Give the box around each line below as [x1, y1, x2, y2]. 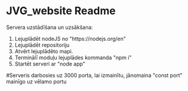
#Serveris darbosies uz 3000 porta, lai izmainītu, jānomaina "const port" [6, 71, 183, 79]
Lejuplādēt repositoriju [14, 41, 70, 48]
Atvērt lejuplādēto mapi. [14, 47, 73, 54]
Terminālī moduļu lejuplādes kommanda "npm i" [14, 54, 132, 61]
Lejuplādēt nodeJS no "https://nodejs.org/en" [14, 35, 126, 42]
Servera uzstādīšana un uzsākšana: [6, 24, 93, 31]
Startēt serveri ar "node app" [14, 60, 86, 67]
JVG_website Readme [6, 4, 116, 18]
